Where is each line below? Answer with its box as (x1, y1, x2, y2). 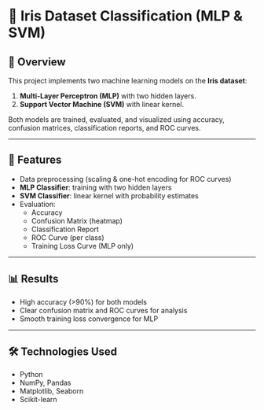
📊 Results (8, 272, 59, 286)
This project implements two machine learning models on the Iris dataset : (8, 76, 247, 85)
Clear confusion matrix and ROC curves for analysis (19, 305, 188, 315)
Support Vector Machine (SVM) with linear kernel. (19, 100, 185, 109)
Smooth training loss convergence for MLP (19, 314, 159, 323)
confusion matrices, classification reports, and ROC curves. (8, 124, 202, 132)
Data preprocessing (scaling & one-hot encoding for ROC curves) (19, 174, 232, 183)
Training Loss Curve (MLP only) (31, 241, 134, 250)
